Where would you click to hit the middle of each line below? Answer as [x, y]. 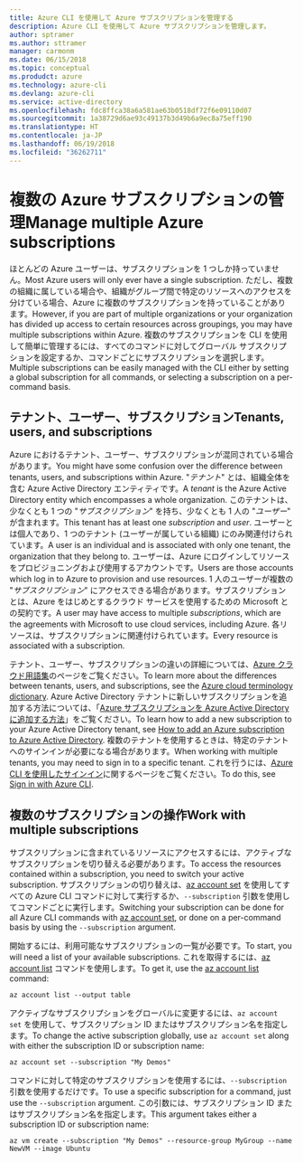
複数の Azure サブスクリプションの [139, 199]
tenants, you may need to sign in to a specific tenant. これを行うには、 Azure [151, 763]
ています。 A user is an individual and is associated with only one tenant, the [150, 545]
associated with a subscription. [67, 646]
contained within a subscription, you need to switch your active [127, 874]
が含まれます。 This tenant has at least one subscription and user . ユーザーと [151, 523]
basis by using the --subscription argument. [92, 927]
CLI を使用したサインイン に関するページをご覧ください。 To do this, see [143, 774]
